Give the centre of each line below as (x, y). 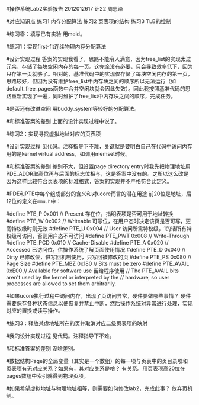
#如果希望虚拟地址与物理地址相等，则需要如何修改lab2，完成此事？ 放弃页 (97, 388)
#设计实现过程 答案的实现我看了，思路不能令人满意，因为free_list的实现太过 (99, 59)
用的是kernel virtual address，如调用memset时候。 (68, 154)
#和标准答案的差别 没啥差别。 (42, 348)
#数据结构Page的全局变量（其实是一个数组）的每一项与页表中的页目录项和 (97, 361)
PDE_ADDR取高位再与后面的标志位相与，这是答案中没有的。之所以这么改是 (97, 174)
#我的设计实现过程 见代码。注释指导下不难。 (60, 336)
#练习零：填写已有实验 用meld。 (46, 34)
